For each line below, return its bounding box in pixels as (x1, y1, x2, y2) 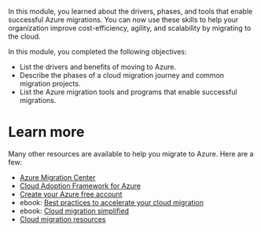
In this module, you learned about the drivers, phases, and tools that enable (8, 7, 253, 16)
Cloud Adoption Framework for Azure (19, 181, 142, 190)
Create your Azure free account (19, 189, 123, 199)
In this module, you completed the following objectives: (8, 47, 187, 56)
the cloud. (8, 31, 41, 41)
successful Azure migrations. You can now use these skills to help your (8, 15, 239, 24)
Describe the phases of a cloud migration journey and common (19, 71, 225, 79)
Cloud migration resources (19, 214, 106, 223)
